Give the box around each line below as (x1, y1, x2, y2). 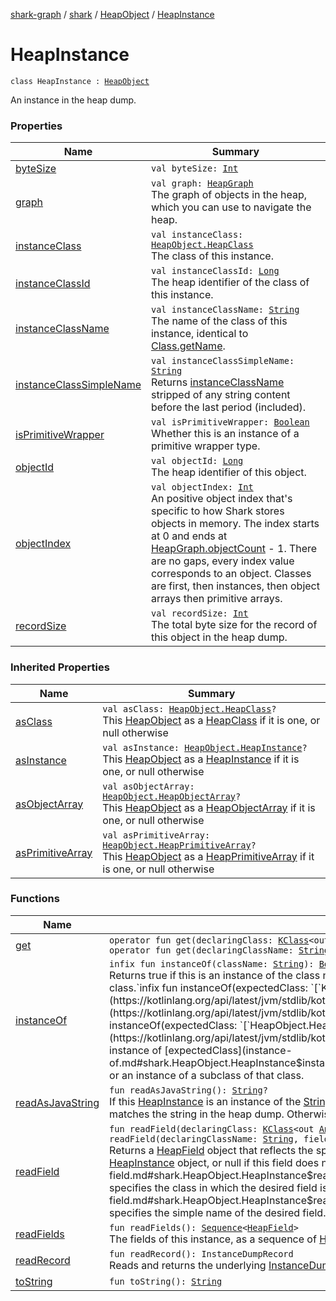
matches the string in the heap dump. (109, 1107, 285, 1121)
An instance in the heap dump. (10, 94, 137, 106)
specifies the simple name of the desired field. (109, 1205, 327, 1219)
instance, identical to (150, 327, 249, 341)
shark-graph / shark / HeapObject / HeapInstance (10, 9, 215, 20)
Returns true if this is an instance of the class (109, 968, 321, 982)
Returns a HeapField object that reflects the (109, 1143, 314, 1157)
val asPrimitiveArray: (102, 829, 211, 841)
